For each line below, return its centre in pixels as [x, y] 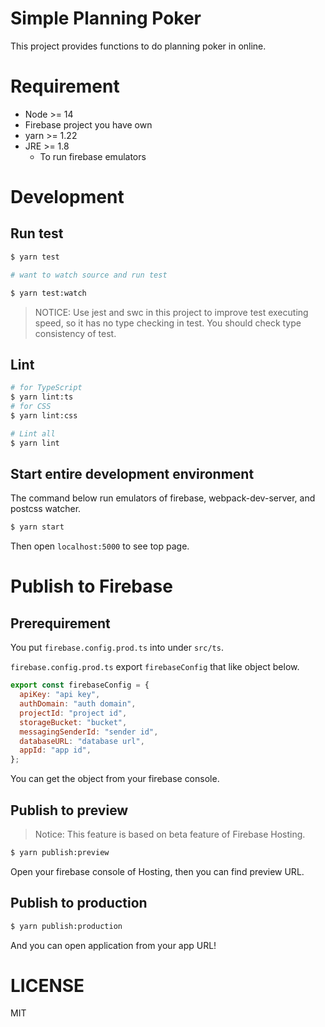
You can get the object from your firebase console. [115, 779]
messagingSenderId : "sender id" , [89, 732]
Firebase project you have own [88, 124]
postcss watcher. [46, 509]
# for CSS [31, 407]
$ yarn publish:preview [60, 852]
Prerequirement [60, 623]
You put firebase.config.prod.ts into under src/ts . [117, 648]
